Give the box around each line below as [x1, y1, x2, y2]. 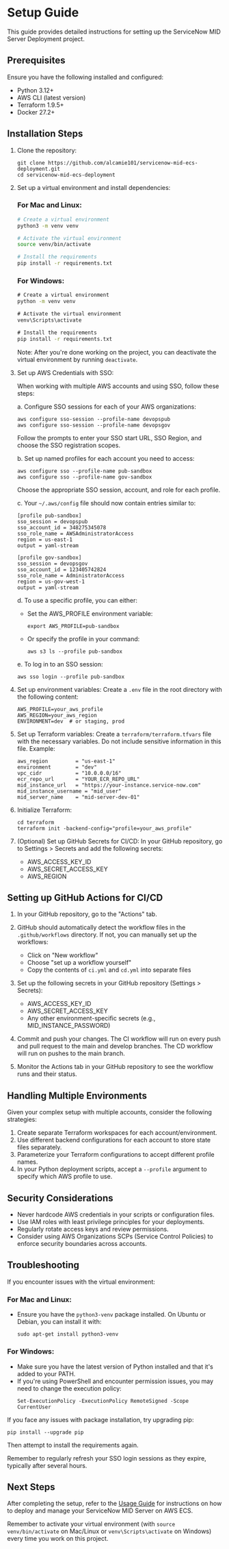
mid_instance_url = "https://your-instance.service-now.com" [16, 782, 202, 789]
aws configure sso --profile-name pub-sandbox [16, 468, 152, 475]
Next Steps [7, 1481, 55, 1493]
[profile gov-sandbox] [16, 554, 82, 561]
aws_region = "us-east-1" [16, 758, 116, 765]
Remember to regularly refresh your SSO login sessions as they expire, [7, 1454, 206, 1462]
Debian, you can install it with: [16, 1318, 102, 1326]
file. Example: [16, 744, 56, 752]
